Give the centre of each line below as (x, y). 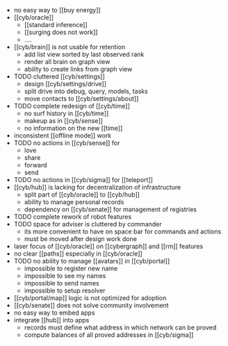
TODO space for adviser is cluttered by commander (88, 224)
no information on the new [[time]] (73, 128)
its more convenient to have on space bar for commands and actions (123, 231)
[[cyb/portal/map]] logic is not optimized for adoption (90, 298)
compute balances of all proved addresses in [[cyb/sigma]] (109, 335)
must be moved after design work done (81, 239)
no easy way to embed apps (54, 313)
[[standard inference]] (56, 25)
